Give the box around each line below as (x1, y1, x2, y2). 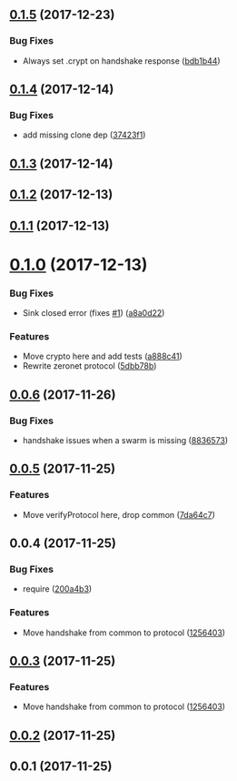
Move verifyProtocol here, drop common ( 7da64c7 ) (22, 509, 216, 520)
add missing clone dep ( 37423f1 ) (22, 129, 146, 140)
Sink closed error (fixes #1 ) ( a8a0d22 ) (22, 308, 165, 319)
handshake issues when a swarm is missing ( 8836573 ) (22, 435, 229, 446)
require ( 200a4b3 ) (22, 583, 93, 594)
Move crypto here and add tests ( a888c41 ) (22, 350, 183, 362)
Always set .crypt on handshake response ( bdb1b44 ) (22, 55, 221, 66)
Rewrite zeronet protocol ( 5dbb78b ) (22, 360, 157, 371)
